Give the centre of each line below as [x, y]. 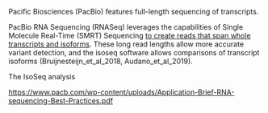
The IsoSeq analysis [42, 77]
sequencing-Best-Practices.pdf [61, 101]
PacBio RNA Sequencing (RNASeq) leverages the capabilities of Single [126, 27]
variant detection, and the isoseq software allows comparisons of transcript [134, 52]
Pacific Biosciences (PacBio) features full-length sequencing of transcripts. [134, 12]
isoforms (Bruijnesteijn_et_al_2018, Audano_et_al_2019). [101, 61]
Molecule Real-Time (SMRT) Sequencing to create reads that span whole [130, 36]
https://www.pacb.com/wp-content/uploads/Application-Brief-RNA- [121, 92]
